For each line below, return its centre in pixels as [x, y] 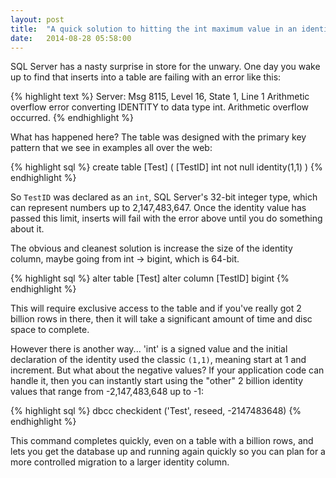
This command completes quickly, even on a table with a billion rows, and [162, 441]
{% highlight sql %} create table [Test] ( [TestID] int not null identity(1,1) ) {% [166, 167]
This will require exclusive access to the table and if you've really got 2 [156, 308]
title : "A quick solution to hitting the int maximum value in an [154, 29]
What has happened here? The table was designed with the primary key [158, 137]
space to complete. [50, 330]
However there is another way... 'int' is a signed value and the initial [149, 349]
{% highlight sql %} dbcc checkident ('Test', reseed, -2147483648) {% [156, 411]
